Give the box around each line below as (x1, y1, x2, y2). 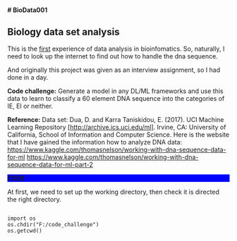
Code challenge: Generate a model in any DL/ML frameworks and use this (7, 87, 224, 95)
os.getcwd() (7, 228, 42, 235)
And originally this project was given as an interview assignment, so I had (7, 66, 221, 74)
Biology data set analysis (7, 25, 120, 38)
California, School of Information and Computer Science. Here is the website (7, 130, 230, 139)
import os (7, 215, 37, 222)
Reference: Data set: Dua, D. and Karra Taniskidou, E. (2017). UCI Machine (7, 116, 224, 124)
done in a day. (7, 73, 49, 82)
